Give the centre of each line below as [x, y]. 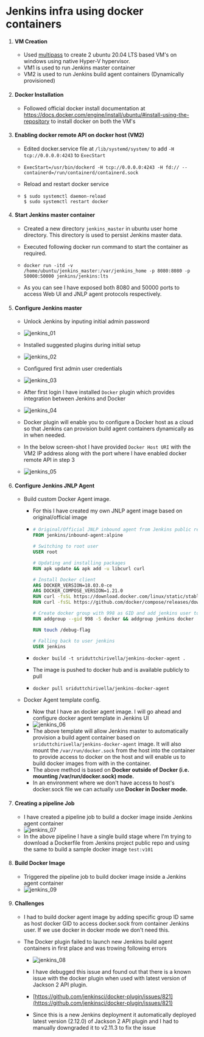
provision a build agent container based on [86, 738]
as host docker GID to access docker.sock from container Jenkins [106, 924]
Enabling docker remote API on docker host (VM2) [79, 135]
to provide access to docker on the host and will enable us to [109, 757]
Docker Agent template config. [62, 700]
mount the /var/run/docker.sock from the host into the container [114, 750]
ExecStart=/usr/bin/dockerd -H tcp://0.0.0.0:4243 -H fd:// [101, 167]
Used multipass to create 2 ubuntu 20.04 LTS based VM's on [100, 55]
